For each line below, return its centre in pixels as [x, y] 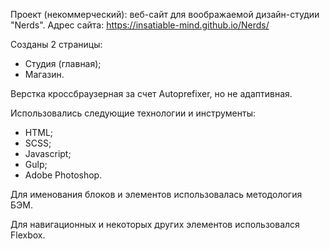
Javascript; [48, 153]
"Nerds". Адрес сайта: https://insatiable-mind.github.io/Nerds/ [140, 25]
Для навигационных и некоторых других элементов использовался [155, 224]
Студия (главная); [63, 63]
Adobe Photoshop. [63, 175]
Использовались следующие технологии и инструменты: [133, 113]
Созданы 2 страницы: [56, 44]
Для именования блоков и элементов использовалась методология [156, 194]
